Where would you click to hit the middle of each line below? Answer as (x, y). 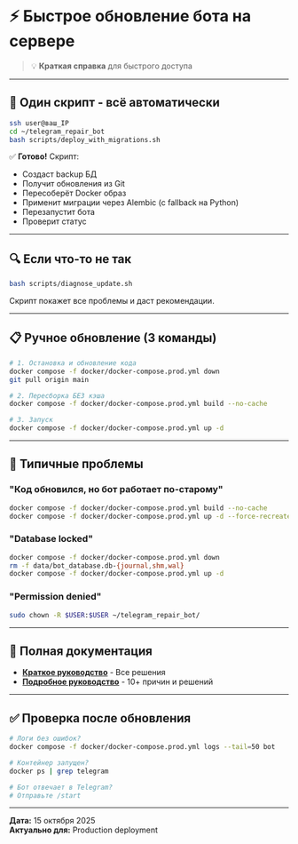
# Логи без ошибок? (45, 739)
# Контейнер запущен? (49, 763)
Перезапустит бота (59, 212)
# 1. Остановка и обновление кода (73, 363)
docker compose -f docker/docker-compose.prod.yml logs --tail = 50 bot (142, 747)
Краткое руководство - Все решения (94, 673)
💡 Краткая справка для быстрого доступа (112, 66)
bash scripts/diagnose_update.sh (71, 284)
